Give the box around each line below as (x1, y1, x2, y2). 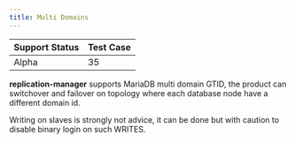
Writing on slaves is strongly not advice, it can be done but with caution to (9, 114, 280, 124)
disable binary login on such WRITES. (9, 124, 146, 134)
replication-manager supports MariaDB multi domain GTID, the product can (9, 79, 287, 89)
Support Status (13, 41, 80, 53)
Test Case (87, 41, 131, 53)
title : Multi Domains (9, 12, 89, 22)
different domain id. (9, 97, 82, 108)
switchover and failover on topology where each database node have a (9, 87, 268, 98)
